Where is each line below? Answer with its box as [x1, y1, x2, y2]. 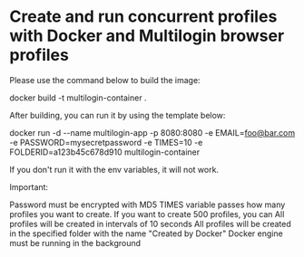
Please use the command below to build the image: [9, 74, 201, 85]
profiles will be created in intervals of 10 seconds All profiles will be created [9, 218, 292, 229]
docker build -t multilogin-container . [9, 92, 147, 103]
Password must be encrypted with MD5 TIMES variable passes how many [9, 199, 286, 210]
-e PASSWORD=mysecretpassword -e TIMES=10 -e [9, 137, 203, 148]
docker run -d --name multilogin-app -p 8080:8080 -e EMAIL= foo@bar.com [9, 127, 296, 138]
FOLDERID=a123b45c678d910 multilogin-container [9, 147, 201, 157]
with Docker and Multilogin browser [9, 25, 285, 46]
